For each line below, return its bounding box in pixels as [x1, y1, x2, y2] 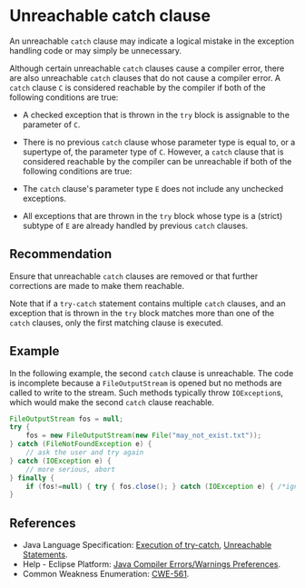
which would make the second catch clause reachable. [9, 396, 215, 407]
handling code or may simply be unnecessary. [9, 45, 182, 55]
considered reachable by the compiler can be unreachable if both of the [22, 155, 292, 166]
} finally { [9, 473, 54, 483]
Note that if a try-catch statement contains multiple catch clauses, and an [9, 297, 286, 309]
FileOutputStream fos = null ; [9, 414, 124, 424]
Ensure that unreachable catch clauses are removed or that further [9, 270, 259, 282]
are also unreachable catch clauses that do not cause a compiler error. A [9, 72, 281, 83]
